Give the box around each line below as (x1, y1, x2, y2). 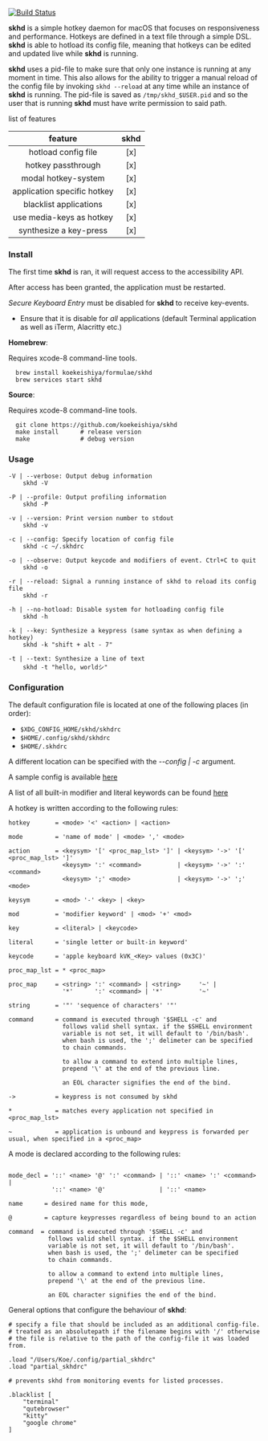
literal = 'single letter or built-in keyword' (8, 938, 189, 946)
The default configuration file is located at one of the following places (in (8, 699, 249, 710)
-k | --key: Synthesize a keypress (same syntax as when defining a (8, 626, 242, 634)
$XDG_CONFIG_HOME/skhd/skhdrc (19, 725, 122, 734)
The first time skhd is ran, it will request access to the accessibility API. (8, 267, 245, 277)
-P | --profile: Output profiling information (8, 493, 167, 501)
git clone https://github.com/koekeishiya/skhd (15, 421, 178, 429)
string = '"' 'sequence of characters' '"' (8, 1001, 178, 1009)
